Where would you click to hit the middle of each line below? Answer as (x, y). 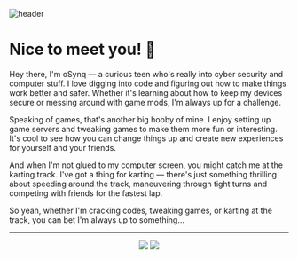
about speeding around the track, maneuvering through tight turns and (138, 184)
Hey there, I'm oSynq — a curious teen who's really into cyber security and (146, 74)
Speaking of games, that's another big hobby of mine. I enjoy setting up (140, 119)
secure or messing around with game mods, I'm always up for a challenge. (145, 102)
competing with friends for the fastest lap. (86, 193)
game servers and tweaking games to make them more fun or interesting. (143, 129)
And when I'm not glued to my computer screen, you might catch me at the (146, 165)
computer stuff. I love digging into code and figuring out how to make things (148, 83)
